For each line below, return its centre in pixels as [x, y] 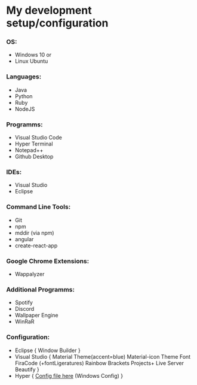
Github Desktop [34, 157]
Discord [24, 309]
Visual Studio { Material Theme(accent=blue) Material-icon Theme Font [103, 356]
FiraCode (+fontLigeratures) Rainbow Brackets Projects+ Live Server [99, 363]
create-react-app [36, 245]
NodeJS [25, 109]
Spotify [24, 302]
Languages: [24, 77]
